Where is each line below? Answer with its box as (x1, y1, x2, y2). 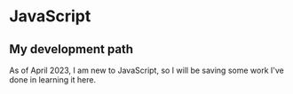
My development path (9, 42, 134, 57)
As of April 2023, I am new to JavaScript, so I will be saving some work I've (9, 65, 284, 75)
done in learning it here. (9, 74, 97, 85)
